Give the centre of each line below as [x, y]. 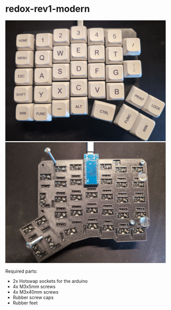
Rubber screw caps [33, 297]
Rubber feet [25, 303]
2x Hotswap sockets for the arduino [50, 281]
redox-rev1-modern [48, 9]
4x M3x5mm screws [34, 286]
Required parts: [21, 271]
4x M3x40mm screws [35, 292]
